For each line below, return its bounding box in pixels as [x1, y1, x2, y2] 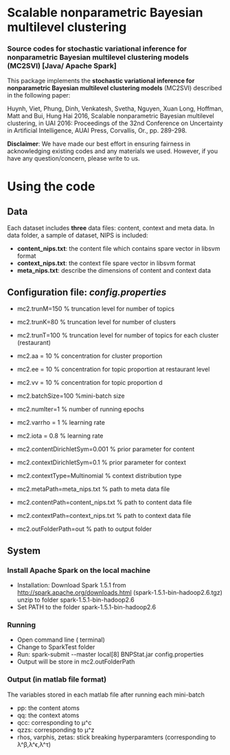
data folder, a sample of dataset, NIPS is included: [7, 232, 149, 240]
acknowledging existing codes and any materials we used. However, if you [7, 147, 218, 155]
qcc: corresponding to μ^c [16, 718, 92, 726]
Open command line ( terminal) [16, 635, 105, 644]
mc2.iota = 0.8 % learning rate [16, 431, 104, 440]
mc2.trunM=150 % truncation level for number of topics [16, 304, 175, 313]
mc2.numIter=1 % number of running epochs [16, 405, 145, 414]
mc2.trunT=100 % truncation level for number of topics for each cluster [16, 331, 219, 339]
